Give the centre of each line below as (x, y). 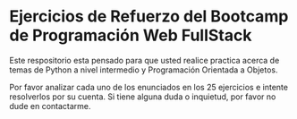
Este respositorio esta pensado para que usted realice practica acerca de (144, 60)
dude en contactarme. (50, 106)
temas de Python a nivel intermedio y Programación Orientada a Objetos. (144, 70)
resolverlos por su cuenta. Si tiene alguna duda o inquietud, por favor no (143, 97)
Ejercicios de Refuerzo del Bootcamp (149, 17)
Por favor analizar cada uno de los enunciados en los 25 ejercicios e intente (149, 87)
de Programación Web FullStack (131, 35)
